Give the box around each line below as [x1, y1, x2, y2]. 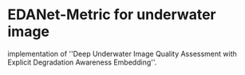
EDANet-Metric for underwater [7, 6, 216, 24]
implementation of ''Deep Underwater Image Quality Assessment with [7, 49, 237, 58]
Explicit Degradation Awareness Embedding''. [7, 57, 157, 67]
